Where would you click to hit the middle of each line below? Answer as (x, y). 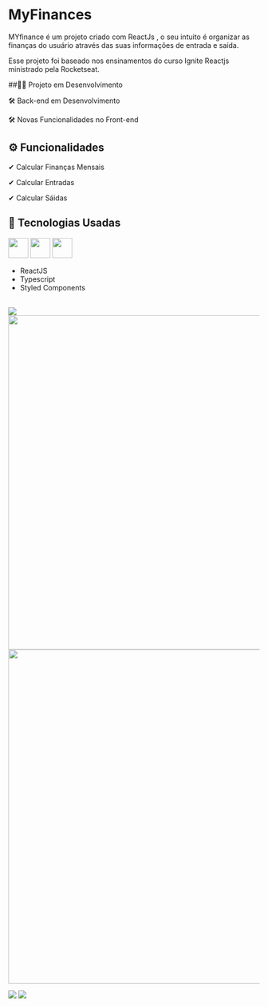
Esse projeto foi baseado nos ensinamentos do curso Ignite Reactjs (119, 61)
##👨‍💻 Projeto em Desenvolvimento (66, 85)
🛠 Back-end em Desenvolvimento (64, 101)
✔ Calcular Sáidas (38, 198)
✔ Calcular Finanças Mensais (57, 167)
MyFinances (50, 15)
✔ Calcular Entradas (41, 182)
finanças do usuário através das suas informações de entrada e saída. (124, 45)
